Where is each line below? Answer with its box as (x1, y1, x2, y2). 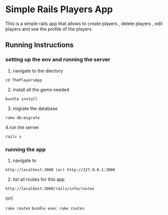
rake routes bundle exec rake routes (5, 206, 85, 211)
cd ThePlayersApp (5, 78, 42, 83)
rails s (5, 134, 22, 139)
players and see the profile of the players (5, 26, 92, 32)
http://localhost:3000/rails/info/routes (5, 186, 95, 191)
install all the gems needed (12, 86, 69, 92)
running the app (5, 146, 46, 153)
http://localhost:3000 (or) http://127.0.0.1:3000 (5, 167, 115, 172)
